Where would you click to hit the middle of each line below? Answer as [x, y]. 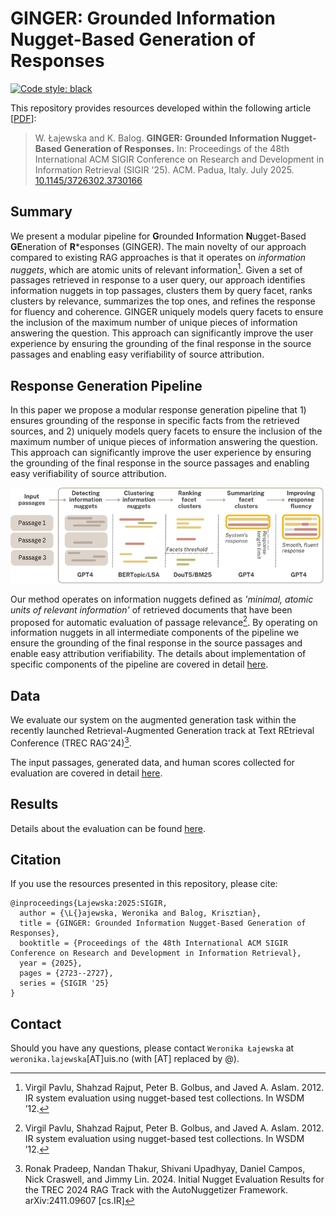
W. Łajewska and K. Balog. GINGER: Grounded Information [157, 138]
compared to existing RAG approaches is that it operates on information [158, 257]
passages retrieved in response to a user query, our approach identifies [158, 280]
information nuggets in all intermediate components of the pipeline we [155, 633]
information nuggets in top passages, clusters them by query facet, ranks [161, 291]
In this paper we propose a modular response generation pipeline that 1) [158, 410]
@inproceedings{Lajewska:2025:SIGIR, [89, 903]
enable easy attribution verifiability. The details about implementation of [158, 654]
